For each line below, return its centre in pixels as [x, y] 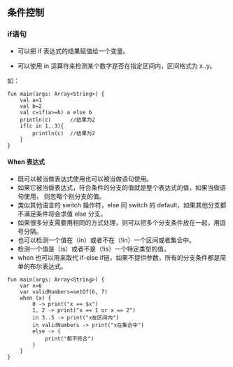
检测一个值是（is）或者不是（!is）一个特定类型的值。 [93, 249]
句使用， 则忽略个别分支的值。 [61, 196]
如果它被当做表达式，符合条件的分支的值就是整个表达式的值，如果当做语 [121, 187]
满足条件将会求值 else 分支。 [65, 214]
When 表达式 [26, 162]
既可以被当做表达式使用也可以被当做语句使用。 [85, 179]
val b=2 [31, 106]
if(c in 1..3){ [42, 126]
